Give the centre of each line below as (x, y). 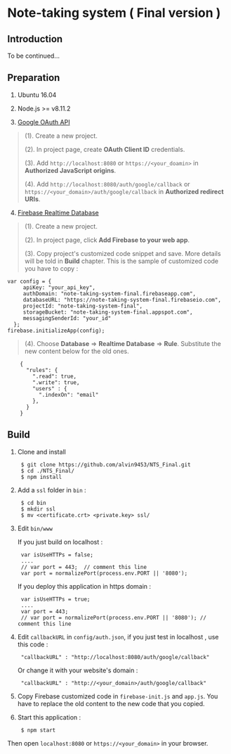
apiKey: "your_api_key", (59, 287)
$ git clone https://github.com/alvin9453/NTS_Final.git (106, 465)
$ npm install (41, 477)
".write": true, (56, 382)
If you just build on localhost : (60, 542)
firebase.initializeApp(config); (56, 331)
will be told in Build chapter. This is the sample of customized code (121, 261)
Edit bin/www (35, 528)
